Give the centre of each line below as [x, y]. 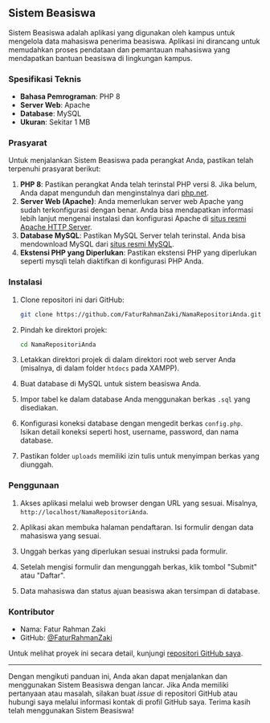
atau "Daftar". [43, 575]
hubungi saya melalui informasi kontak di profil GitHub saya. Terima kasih [129, 702]
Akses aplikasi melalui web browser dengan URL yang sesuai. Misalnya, [139, 503]
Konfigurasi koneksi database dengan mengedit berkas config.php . [131, 423]
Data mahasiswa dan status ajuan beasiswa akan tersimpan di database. [140, 590]
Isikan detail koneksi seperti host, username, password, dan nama [129, 432]
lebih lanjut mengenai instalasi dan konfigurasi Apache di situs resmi [133, 219]
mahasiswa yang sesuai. [61, 535]
